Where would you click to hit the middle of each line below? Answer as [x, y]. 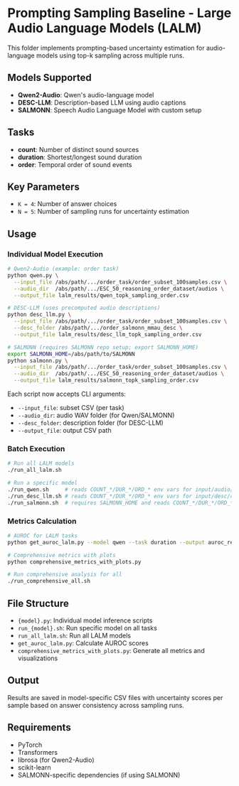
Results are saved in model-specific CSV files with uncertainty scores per [115, 697]
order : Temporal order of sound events [75, 164]
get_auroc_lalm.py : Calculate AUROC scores [83, 643]
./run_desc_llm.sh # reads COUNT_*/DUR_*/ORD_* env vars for [100, 496]
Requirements [39, 727]
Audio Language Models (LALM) [105, 28]
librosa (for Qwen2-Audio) [56, 760]
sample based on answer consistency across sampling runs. [96, 705]
